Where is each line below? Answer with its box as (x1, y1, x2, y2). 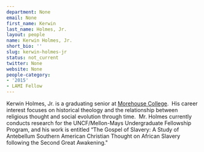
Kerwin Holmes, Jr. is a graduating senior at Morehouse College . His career (6, 100, 198, 107)
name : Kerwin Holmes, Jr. (6, 37, 72, 44)
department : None (6, 9, 51, 15)
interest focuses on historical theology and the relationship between (6, 107, 178, 113)
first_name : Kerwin (6, 20, 56, 26)
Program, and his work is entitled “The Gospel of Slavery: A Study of (6, 126, 179, 133)
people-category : (6, 72, 51, 78)
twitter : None (6, 60, 43, 66)
